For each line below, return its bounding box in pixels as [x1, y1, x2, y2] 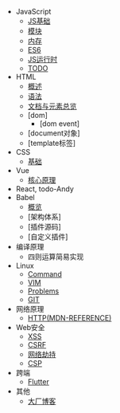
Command [27, 269, 62, 278]
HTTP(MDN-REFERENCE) [27, 313, 112, 322]
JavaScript [15, 7, 52, 16]
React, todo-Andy [15, 184, 74, 194]
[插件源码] [27, 222, 61, 231]
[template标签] [27, 139, 76, 147]
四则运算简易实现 [27, 252, 84, 262]
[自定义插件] [27, 232, 68, 242]
